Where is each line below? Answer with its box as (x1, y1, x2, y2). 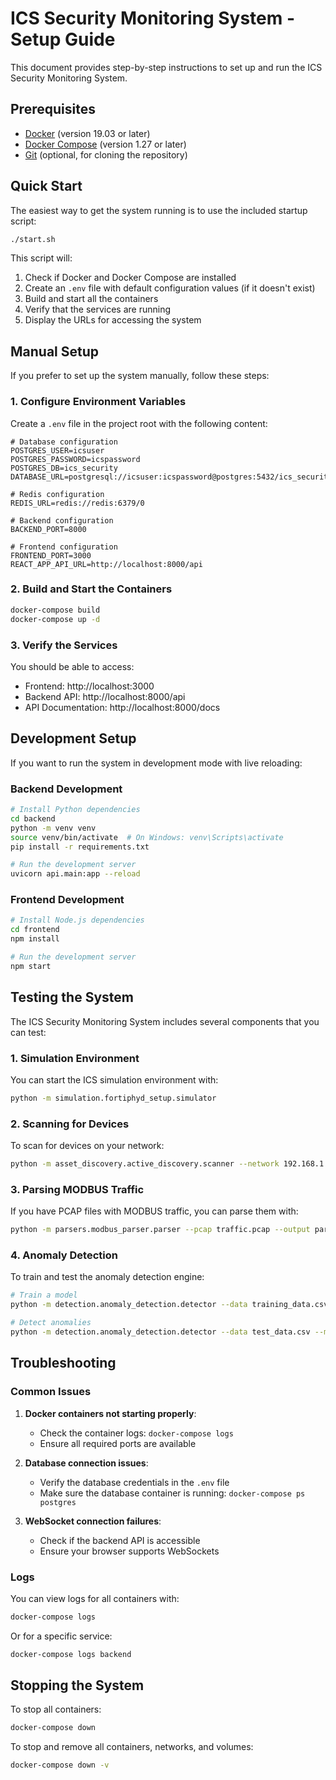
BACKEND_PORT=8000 (10, 524, 87, 534)
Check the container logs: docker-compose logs (39, 1427, 234, 1439)
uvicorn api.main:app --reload (10, 869, 141, 879)
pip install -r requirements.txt (10, 842, 150, 852)
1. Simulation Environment (10, 1051, 140, 1065)
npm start (10, 961, 52, 971)
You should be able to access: (10, 660, 135, 672)
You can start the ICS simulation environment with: (10, 1073, 219, 1086)
